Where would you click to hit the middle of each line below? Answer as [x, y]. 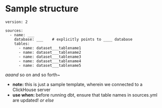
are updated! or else [33, 100]
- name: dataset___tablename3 [50, 57]
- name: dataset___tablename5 [50, 65]
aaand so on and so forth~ [33, 75]
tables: [22, 44]
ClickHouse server [31, 90]
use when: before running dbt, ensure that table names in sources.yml [85, 95]
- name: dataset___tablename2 [50, 52]
